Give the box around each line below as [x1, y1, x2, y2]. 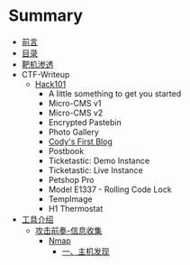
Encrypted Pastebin [48, 116, 122, 127]
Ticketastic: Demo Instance [48, 155, 150, 166]
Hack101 [34, 78, 67, 89]
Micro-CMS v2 [48, 107, 104, 118]
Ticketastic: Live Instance [48, 164, 143, 176]
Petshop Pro [48, 174, 95, 185]
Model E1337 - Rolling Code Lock [48, 184, 172, 195]
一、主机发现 [61, 245, 110, 257]
